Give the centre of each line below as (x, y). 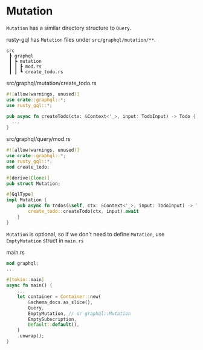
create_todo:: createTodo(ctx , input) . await (83, 212)
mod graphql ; (23, 263)
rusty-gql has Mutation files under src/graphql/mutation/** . (81, 39)
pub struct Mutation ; (34, 183)
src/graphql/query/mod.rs (38, 139)
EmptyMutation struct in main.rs (45, 241)
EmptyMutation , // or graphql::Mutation (79, 313)
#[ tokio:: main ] (25, 280)
